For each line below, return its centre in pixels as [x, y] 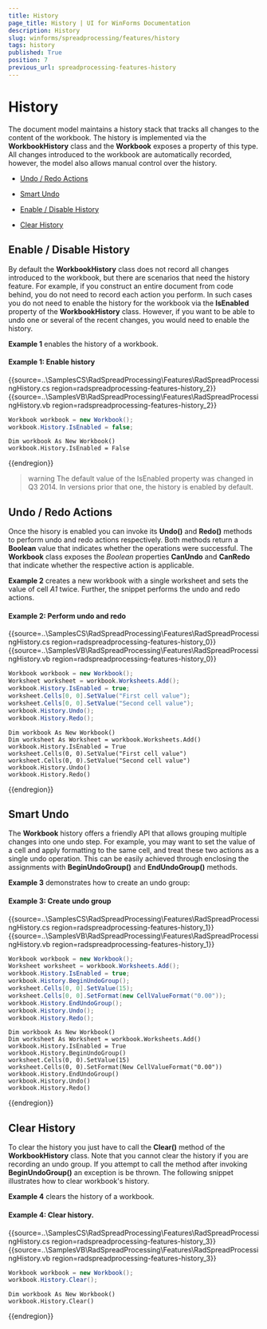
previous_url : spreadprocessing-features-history [92, 68]
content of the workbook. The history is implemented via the [108, 137]
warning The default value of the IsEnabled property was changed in [140, 478]
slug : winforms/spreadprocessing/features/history [94, 38]
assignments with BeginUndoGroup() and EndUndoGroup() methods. [123, 867]
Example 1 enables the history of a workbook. [83, 344]
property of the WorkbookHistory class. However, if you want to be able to [132, 311]
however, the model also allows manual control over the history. [113, 163]
